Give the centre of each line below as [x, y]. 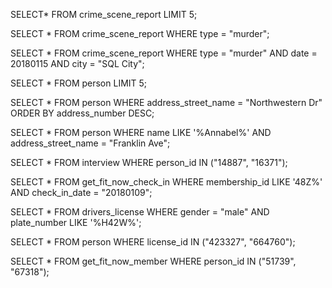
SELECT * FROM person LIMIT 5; [79, 83]
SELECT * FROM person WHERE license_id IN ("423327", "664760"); [153, 242]
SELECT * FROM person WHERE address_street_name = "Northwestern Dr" [166, 102]
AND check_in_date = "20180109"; [81, 192]
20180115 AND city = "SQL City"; [77, 63]
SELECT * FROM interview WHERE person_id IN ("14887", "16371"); [149, 162]
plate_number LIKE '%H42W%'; [76, 222]
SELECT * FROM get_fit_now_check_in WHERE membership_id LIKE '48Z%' [166, 182]
